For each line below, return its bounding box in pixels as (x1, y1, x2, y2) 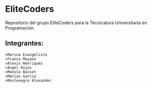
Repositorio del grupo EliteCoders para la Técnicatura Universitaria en (5, 20, 147, 26)
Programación (5, 25, 34, 30)
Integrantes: (5, 39, 44, 48)
